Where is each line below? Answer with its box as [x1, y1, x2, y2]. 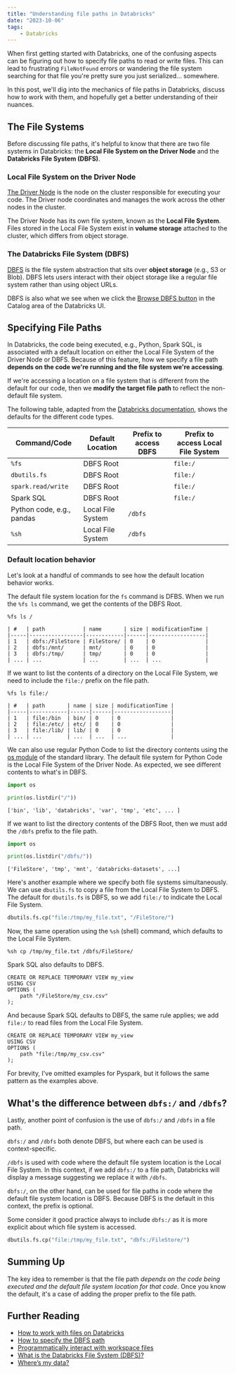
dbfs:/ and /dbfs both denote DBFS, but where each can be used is [7, 1137, 204, 1145]
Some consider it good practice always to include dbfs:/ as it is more [7, 1215, 208, 1223]
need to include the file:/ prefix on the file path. [7, 676, 150, 684]
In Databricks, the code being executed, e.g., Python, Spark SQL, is [7, 340, 202, 349]
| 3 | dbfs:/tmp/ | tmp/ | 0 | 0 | [7, 650, 209, 657]
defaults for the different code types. [7, 413, 114, 421]
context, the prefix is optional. [7, 1201, 93, 1210]
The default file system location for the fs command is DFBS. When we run [7, 592, 225, 600]
